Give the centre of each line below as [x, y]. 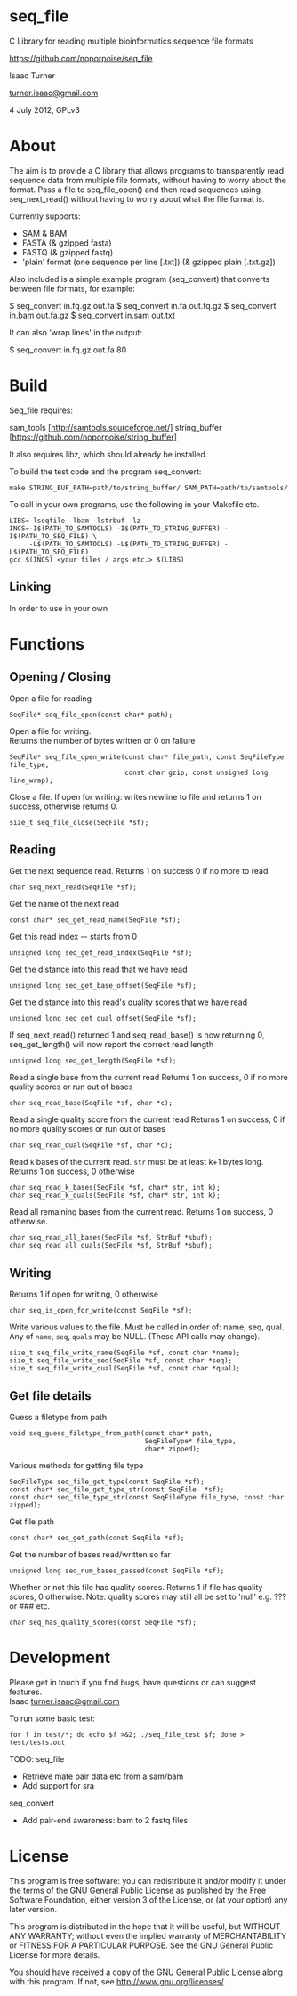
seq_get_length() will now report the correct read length [112, 1045]
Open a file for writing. [50, 731]
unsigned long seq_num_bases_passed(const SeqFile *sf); [117, 1571]
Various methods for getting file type [76, 1466]
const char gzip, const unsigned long [196, 772]
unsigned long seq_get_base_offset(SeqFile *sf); [103, 986]
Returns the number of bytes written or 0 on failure [102, 740]
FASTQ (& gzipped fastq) [68, 252]
